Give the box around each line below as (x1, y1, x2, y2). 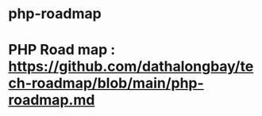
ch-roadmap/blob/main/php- (8, 74, 204, 92)
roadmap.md (8, 92, 95, 109)
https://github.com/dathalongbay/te (8, 58, 254, 76)
